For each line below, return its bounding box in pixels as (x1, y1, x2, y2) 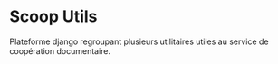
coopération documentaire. (9, 45, 111, 56)
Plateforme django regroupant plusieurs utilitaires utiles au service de (9, 36, 269, 47)
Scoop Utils (9, 6, 98, 27)
